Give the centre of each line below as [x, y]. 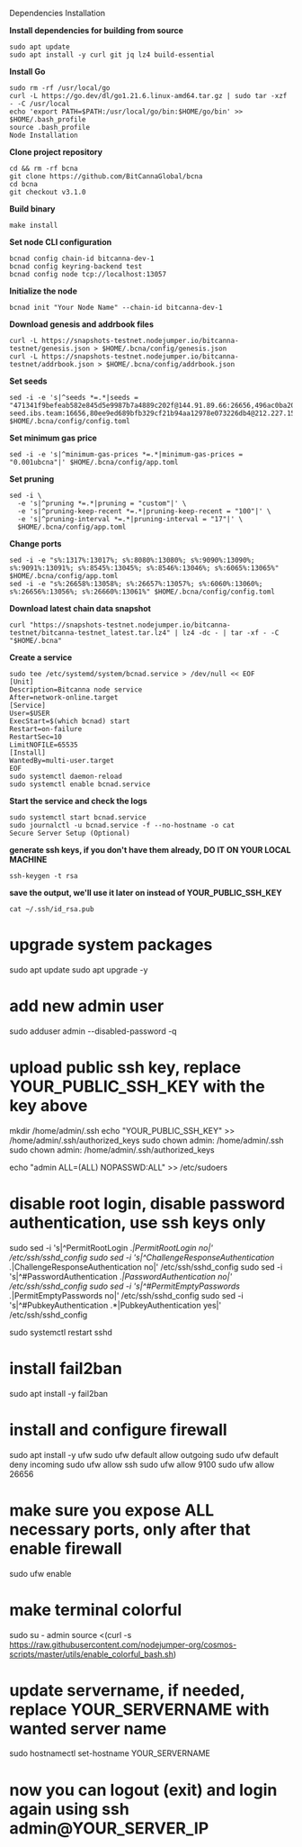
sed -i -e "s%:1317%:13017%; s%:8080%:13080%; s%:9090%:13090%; [132, 560]
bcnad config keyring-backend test [76, 267]
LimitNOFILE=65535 [44, 745]
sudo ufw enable [40, 1573]
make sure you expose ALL [112, 1510]
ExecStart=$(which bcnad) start [70, 721]
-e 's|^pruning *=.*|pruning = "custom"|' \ [102, 503]
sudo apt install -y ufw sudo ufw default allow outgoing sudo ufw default [144, 1454]
